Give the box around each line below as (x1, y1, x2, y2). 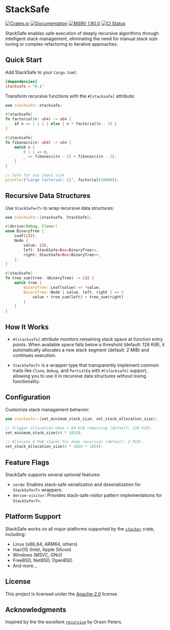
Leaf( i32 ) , (14, 234, 38, 239)
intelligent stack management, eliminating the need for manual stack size (5, 36, 158, 42)
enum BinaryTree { (5, 228, 44, 234)
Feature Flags (5, 458, 50, 467)
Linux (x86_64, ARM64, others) (12, 541, 78, 547)
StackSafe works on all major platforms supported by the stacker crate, (5, 525, 155, 532)
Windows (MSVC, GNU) (12, 552, 62, 558)
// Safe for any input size (5, 173, 65, 178)
